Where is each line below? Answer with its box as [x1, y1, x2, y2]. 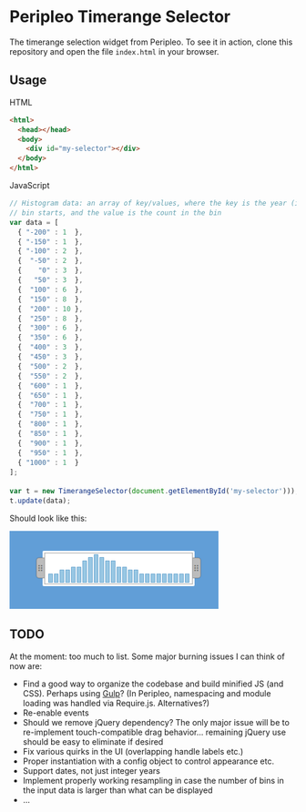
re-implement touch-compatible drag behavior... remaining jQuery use [22, 726, 287, 737]
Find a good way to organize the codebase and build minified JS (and [22, 678, 284, 689]
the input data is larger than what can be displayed [22, 785, 213, 796]
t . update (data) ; [9, 496, 71, 506]
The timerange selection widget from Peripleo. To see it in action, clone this [9, 36, 293, 47]
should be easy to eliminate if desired [22, 736, 164, 747]
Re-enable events [22, 707, 89, 718]
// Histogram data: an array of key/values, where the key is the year [9, 198, 287, 208]
